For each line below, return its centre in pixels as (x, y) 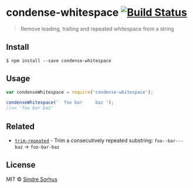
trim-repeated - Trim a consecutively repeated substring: (84, 140)
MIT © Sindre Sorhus (32, 179)
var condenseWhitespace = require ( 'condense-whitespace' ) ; (80, 92)
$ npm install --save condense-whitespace (59, 61)
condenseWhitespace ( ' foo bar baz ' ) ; (60, 102)
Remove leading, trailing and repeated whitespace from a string (97, 29)
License (21, 165)
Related (21, 126)
